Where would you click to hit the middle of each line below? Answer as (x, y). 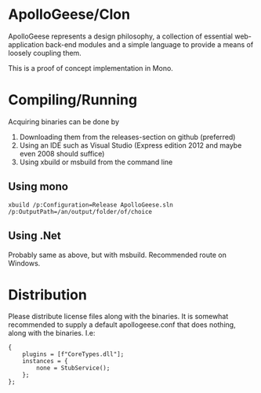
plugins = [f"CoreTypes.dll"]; (73, 354)
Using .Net (34, 236)
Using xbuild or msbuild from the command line (96, 162)
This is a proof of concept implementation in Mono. (91, 68)
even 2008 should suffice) (62, 153)
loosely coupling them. (45, 53)
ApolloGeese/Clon (69, 15)
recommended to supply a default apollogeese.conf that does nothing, (122, 325)
